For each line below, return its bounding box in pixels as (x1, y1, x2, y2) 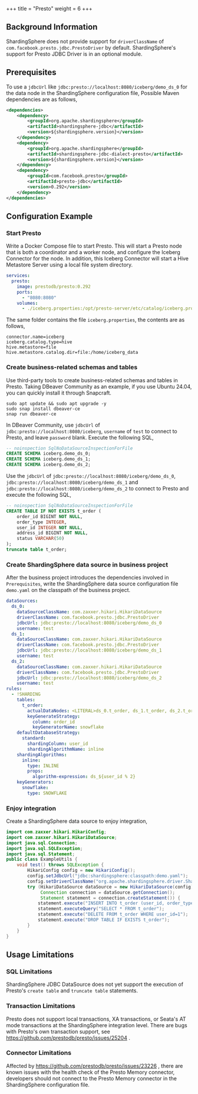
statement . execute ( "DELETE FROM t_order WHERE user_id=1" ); (37, 911, 189, 917)
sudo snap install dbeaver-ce (6, 406, 81, 412)
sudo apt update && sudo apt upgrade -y (6, 401, 107, 406)
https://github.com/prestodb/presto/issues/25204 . (6, 1034, 131, 1041)
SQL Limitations (6, 967, 52, 975)
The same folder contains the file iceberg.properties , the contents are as (6, 316, 185, 324)
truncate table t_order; (6, 546, 67, 553)
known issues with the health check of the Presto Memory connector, (6, 1069, 175, 1076)
